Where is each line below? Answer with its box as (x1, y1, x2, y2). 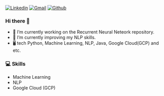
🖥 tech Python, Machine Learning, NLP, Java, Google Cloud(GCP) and (12, 40, 159, 46)
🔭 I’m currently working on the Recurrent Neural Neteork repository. (12, 29, 155, 35)
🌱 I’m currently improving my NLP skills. (12, 35, 96, 41)
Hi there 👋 (5, 17, 30, 24)
